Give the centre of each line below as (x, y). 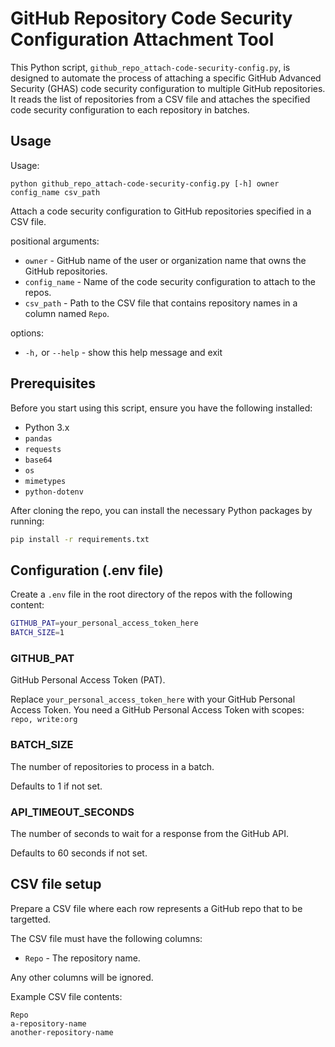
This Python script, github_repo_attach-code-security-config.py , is (150, 67)
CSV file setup (56, 884)
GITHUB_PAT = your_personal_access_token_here (104, 623)
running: (27, 521)
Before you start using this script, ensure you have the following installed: (161, 408)
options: (27, 333)
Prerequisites (53, 383)
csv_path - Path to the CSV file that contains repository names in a (161, 303)
